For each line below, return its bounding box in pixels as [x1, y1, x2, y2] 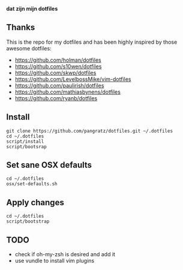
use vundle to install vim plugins [14, 257, 95, 265]
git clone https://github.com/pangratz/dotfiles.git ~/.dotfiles [6, 128, 173, 134]
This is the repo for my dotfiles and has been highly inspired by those [6, 38, 178, 46]
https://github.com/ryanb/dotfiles [14, 94, 98, 101]
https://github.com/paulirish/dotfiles [14, 82, 104, 89]
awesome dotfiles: [6, 44, 52, 52]
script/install [6, 138, 44, 145]
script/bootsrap [6, 143, 47, 149]
